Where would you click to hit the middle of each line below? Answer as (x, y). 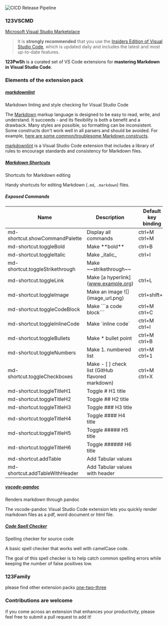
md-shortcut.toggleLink (36, 280)
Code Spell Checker (26, 526)
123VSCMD (19, 21)
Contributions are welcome (39, 600)
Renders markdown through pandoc (42, 499)
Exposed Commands (27, 196)
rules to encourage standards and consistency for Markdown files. (74, 151)
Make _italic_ (102, 255)
